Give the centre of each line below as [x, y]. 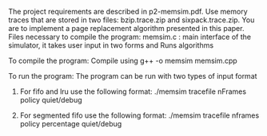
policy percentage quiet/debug [71, 124]
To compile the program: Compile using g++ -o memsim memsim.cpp [123, 60]
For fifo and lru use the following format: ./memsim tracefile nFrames [133, 91]
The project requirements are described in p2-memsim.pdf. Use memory [128, 12]
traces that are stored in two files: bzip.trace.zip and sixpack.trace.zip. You [132, 20]
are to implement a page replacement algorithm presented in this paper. [126, 28]
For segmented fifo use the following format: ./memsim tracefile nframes [139, 115]
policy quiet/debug [51, 100]
